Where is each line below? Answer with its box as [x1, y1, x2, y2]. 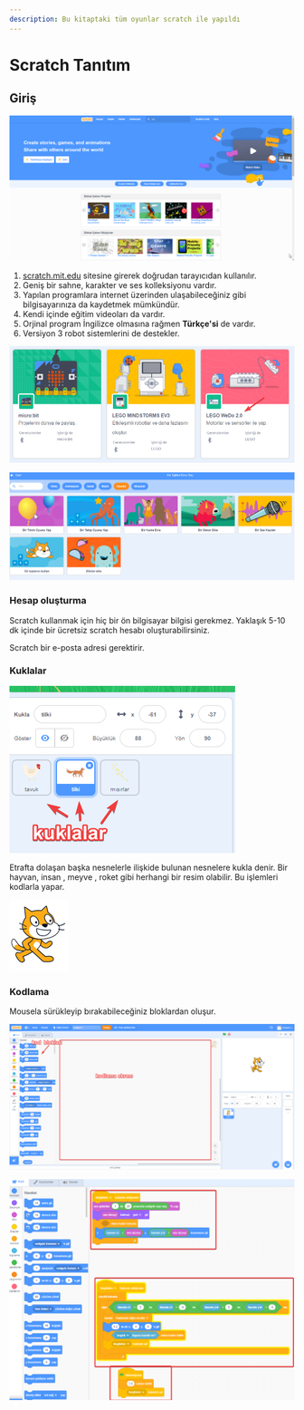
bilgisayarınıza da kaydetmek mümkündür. [22, 299, 180, 310]
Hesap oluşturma [9, 594, 88, 607]
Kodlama [9, 985, 50, 998]
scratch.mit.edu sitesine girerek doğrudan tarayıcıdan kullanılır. [22, 270, 257, 281]
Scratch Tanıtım [9, 54, 131, 75]
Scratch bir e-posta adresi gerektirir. [9, 642, 145, 652]
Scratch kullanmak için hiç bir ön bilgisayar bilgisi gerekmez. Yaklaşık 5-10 [9, 614, 286, 625]
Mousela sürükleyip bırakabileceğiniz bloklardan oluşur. [9, 1006, 216, 1017]
